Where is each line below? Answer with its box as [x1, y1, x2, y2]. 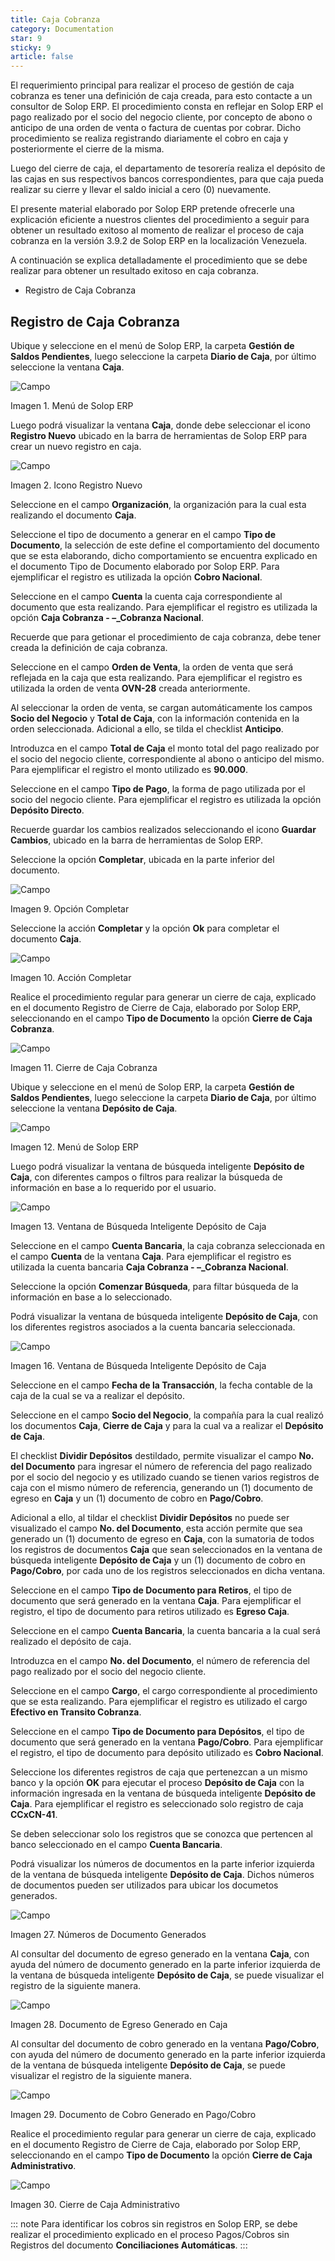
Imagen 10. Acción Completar [10, 971, 132, 983]
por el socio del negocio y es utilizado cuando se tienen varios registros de [10, 1471, 320, 1483]
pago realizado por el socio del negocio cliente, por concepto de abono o [10, 111, 313, 123]
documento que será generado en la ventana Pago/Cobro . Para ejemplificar [10, 1736, 324, 1748]
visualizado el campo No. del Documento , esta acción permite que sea [10, 1522, 303, 1534]
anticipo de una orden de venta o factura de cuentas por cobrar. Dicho [10, 122, 302, 134]
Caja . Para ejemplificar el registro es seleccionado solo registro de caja [10, 1797, 304, 1810]
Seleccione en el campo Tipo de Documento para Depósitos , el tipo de [10, 1725, 305, 1737]
